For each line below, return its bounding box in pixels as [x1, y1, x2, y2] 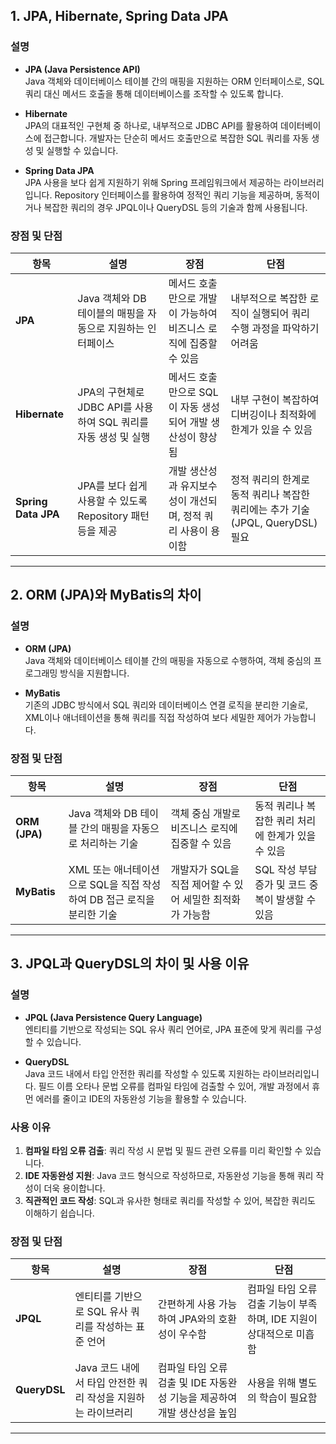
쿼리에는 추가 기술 [230, 502, 310, 516]
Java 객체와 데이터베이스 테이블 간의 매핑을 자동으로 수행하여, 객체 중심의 [24, 654, 312, 666]
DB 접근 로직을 [89, 892, 155, 906]
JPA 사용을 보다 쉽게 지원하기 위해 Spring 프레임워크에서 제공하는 [24, 176, 282, 188]
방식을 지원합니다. [59, 667, 130, 679]
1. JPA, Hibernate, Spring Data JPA [10, 8, 229, 25]
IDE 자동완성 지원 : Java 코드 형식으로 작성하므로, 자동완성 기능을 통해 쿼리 [24, 1169, 314, 1181]
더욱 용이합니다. [43, 1182, 106, 1194]
